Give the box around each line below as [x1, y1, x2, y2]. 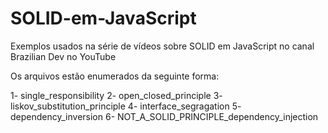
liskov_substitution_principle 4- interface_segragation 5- [10, 100, 242, 112]
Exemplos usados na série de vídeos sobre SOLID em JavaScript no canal [10, 40, 315, 52]
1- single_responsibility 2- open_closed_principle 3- [10, 89, 223, 101]
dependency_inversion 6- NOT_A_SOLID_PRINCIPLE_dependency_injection [10, 110, 319, 122]
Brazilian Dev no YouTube [10, 50, 117, 62]
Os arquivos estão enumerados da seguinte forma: [10, 70, 220, 82]
